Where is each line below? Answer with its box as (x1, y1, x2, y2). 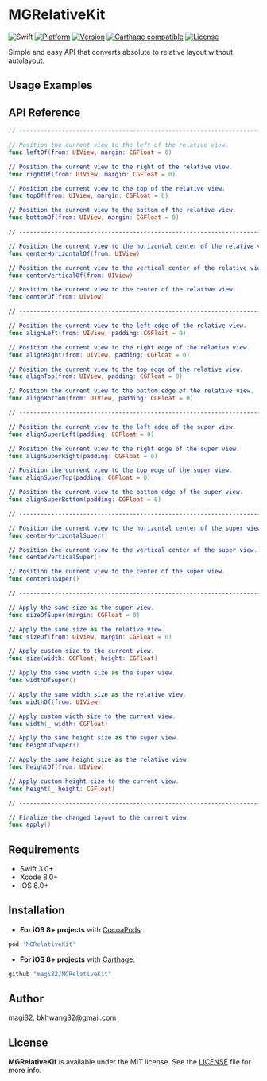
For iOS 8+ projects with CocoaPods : (19, 925, 143, 934)
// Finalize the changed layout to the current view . (8, 813, 191, 821)
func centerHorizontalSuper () (8, 531, 109, 539)
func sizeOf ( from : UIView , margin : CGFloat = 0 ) (8, 633, 172, 641)
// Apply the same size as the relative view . (8, 625, 165, 633)
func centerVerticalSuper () (8, 554, 102, 562)
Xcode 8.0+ (19, 872, 59, 882)
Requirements (8, 843, 79, 856)
